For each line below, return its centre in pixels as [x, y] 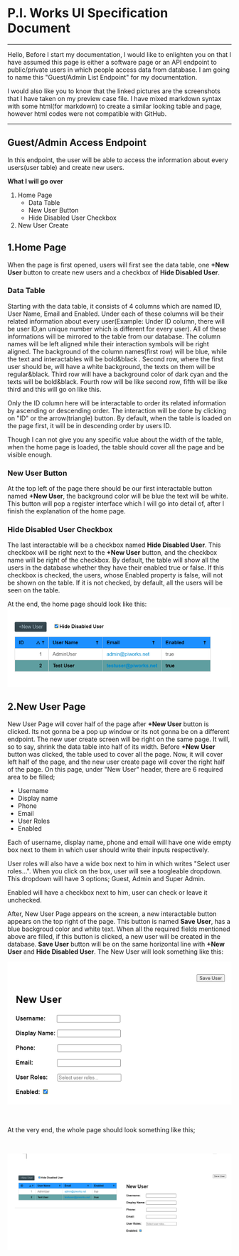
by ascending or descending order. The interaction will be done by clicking [117, 410]
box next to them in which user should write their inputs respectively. [108, 850]
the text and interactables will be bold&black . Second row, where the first [115, 359]
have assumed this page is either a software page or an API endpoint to [112, 62]
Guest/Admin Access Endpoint [77, 143]
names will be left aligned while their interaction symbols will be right [108, 344]
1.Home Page [37, 248]
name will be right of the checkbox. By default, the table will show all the [113, 560]
